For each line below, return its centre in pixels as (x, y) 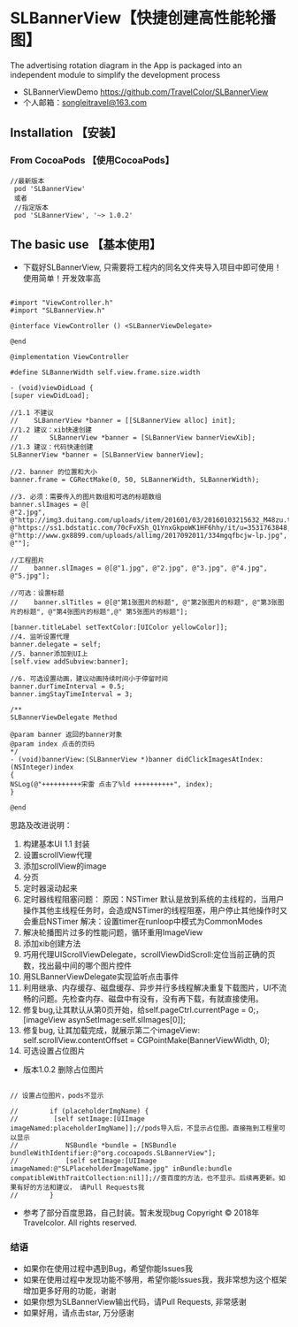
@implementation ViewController (69, 357)
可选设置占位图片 (54, 1051)
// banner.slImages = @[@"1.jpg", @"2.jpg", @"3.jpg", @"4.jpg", (139, 568)
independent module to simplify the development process (115, 74)
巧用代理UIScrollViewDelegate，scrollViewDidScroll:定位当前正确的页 (149, 955)
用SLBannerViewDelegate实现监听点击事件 (101, 977)
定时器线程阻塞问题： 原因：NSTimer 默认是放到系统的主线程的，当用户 (153, 900)
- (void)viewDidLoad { (52, 388)
